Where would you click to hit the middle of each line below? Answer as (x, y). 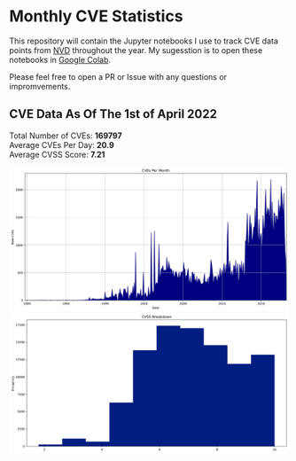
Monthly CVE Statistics (96, 16)
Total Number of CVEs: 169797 (66, 136)
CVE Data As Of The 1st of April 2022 (113, 114)
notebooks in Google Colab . (60, 59)
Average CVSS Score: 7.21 (57, 154)
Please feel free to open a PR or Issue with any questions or (118, 76)
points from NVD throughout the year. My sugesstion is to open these (136, 50)
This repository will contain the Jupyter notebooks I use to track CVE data (144, 41)
